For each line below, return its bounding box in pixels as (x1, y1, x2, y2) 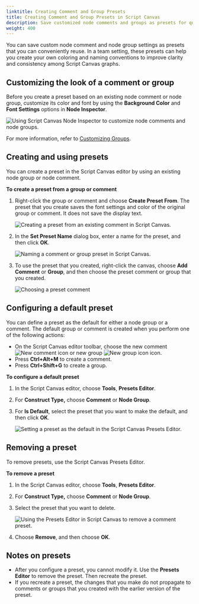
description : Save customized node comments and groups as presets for (6, 20, 187, 25)
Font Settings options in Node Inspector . (6, 106, 107, 113)
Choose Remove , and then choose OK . (14, 534, 111, 541)
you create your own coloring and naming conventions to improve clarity (6, 54, 184, 61)
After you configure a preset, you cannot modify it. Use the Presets (14, 566, 179, 573)
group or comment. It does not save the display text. (14, 210, 143, 217)
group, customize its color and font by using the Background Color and (6, 99, 181, 107)
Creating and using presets (6, 152, 108, 162)
